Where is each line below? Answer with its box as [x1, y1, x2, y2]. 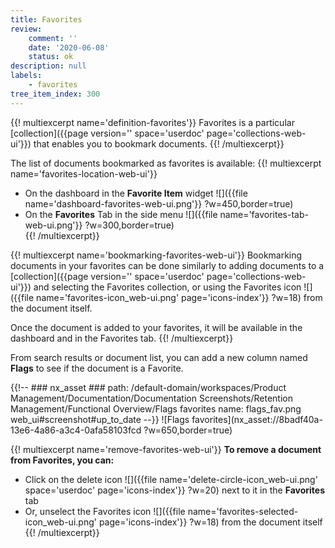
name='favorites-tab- [219, 208, 309, 220]
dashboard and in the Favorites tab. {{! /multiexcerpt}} [10, 332, 234, 344]
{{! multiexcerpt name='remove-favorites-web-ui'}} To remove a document [10, 443, 322, 455]
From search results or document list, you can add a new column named [10, 351, 308, 363]
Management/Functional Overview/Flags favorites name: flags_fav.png [10, 402, 302, 415]
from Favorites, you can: [10, 454, 115, 466]
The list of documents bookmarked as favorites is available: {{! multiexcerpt [10, 157, 322, 169]
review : [10, 24, 43, 34]
